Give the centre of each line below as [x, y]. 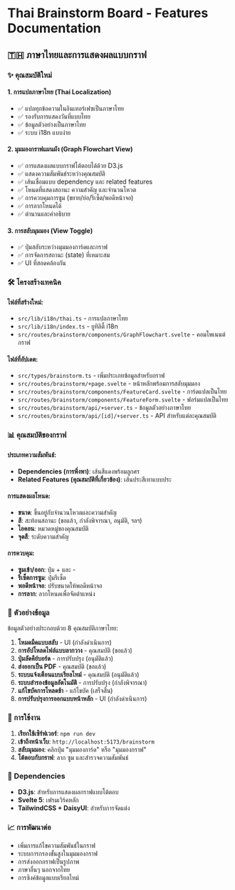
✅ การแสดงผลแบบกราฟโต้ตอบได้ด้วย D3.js [70, 165]
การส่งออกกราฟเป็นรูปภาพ [48, 861]
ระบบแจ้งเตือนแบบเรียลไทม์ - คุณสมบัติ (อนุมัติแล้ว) [78, 675]
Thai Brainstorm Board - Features [108, 13]
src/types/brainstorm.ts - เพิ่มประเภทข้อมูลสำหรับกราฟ [91, 376]
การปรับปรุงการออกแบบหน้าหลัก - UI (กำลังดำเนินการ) [82, 699]
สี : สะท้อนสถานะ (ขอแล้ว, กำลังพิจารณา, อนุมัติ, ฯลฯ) [80, 520]
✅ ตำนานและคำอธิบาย [44, 214]
